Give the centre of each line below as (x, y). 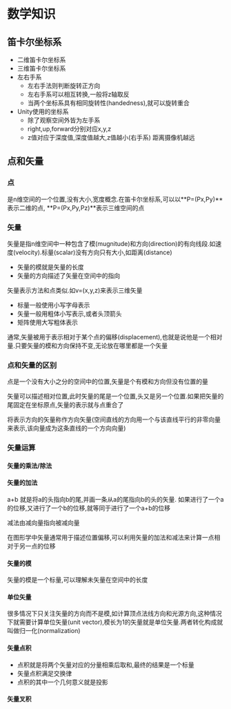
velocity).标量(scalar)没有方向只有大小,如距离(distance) (94, 252)
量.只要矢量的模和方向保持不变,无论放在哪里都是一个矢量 (88, 346)
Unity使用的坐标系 (43, 112)
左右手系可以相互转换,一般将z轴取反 (78, 94)
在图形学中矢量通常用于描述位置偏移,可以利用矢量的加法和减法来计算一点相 (114, 537)
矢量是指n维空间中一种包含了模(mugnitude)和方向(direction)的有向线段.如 (111, 243)
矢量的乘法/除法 (30, 465)
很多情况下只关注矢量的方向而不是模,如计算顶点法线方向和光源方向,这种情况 (115, 614)
